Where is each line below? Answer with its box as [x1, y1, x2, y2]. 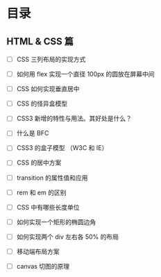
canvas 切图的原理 [16, 262, 70, 270]
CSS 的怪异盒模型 [16, 99, 67, 108]
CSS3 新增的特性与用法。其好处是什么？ [16, 115, 133, 123]
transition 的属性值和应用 [16, 174, 88, 182]
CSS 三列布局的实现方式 [16, 56, 86, 63]
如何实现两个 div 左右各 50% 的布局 [16, 233, 119, 241]
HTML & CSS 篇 [6, 35, 74, 47]
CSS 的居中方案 [16, 158, 62, 167]
